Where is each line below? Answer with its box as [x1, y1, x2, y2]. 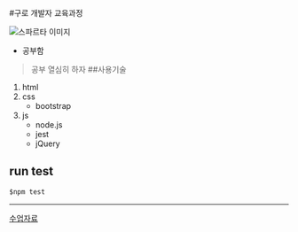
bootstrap [35, 101, 72, 111]
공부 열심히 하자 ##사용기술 [30, 65, 127, 74]
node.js [35, 120, 63, 130]
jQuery [35, 138, 60, 149]
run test [9, 164, 54, 179]
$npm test [9, 187, 46, 197]
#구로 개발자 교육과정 [9, 8, 83, 18]
